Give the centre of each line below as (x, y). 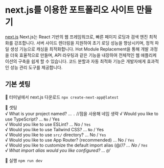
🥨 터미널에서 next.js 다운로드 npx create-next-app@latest (62, 97)
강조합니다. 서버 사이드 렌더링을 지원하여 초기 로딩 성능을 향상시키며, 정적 (84, 43)
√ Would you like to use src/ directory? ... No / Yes (56, 135)
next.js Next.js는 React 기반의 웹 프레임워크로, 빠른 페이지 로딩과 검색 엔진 (77, 37)
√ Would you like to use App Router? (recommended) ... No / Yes (70, 140)
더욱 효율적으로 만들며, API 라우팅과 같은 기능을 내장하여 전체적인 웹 (75, 55)
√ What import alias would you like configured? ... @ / (58, 150)
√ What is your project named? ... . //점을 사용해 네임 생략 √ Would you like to (82, 114)
